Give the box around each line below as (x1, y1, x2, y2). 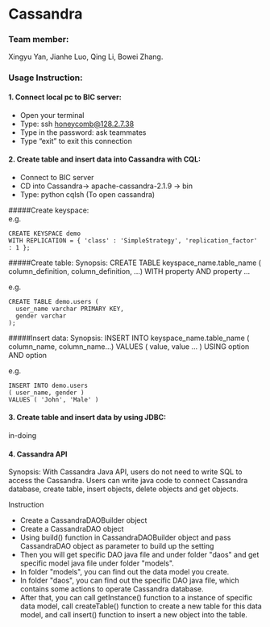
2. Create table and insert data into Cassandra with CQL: (8, 154, 201, 164)
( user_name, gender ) (8, 389, 85, 397)
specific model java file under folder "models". (19, 558, 175, 568)
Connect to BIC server (19, 172, 94, 182)
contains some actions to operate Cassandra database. (19, 584, 204, 594)
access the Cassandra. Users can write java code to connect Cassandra (8, 476, 248, 486)
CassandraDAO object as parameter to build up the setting (19, 541, 214, 551)
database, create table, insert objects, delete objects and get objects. (8, 484, 239, 494)
